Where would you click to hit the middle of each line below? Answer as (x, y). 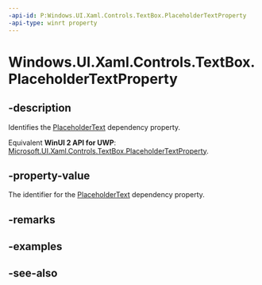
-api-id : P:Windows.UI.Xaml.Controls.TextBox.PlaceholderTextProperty (127, 15)
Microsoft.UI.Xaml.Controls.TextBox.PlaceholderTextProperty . (108, 150)
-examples (35, 247)
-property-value (49, 175)
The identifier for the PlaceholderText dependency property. (106, 195)
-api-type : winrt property (53, 23)
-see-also (33, 274)
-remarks (32, 220)
